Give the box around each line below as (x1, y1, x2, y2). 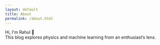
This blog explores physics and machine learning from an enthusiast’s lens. (5, 34, 156, 40)
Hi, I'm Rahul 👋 (5, 30, 35, 35)
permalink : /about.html (5, 16, 54, 21)
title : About (5, 12, 32, 16)
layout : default (5, 7, 38, 12)
